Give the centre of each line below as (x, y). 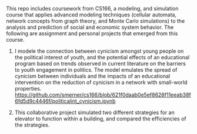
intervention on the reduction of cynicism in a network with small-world (101, 82)
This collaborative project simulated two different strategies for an (94, 112)
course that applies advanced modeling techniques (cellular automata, (91, 15)
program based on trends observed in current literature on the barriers (100, 63)
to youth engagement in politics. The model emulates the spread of (96, 70)
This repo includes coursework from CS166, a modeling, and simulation (92, 9)
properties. (28, 88)
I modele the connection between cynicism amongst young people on (99, 51)
